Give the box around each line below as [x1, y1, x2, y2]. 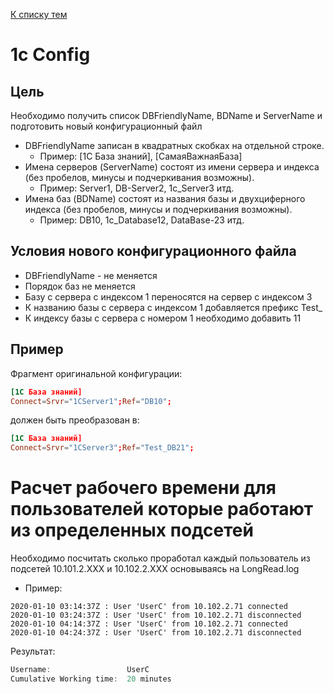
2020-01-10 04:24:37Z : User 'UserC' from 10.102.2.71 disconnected [10, 628, 302, 638]
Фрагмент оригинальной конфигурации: [10, 367, 183, 379]
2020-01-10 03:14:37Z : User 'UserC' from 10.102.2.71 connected [10, 602, 288, 612]
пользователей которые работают [10, 498, 314, 521]
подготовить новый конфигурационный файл [10, 120, 203, 132]
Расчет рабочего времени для [10, 477, 277, 499]
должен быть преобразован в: [10, 414, 140, 426]
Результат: [10, 645, 56, 658]
